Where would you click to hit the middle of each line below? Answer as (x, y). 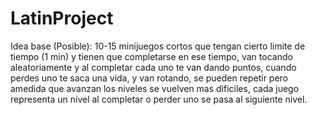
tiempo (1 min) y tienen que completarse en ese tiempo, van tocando (151, 56)
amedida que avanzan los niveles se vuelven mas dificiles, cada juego (155, 88)
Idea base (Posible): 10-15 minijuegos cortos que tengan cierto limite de (158, 46)
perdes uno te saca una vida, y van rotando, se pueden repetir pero (149, 78)
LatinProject (62, 18)
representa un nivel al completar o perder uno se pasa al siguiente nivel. (159, 99)
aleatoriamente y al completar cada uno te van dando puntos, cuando (153, 67)
